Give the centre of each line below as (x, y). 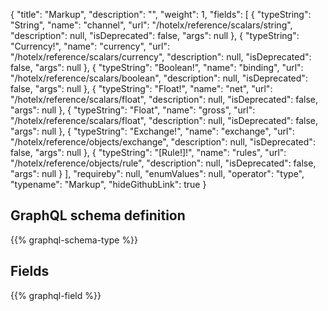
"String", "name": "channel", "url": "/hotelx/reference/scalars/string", (151, 25)
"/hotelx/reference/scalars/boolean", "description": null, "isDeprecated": (159, 78)
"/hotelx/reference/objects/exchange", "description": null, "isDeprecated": (163, 142)
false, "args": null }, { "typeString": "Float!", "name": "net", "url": (141, 88)
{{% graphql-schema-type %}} (74, 240)
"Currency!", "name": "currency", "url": (90, 46)
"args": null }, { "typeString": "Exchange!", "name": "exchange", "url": (152, 131)
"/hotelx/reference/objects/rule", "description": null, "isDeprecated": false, (163, 163)
